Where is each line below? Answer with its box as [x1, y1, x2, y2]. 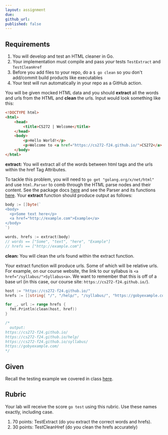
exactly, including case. [5, 409, 54, 415]
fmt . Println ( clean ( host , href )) [9, 307, 77, 312]
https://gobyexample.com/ [5, 344, 59, 349]
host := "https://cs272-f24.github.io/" [5, 288, 91, 293]
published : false [5, 21, 41, 27]
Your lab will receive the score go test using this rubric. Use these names [5, 403, 157, 409]
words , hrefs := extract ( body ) [5, 235, 70, 240]
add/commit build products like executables [12, 75, 103, 81]
